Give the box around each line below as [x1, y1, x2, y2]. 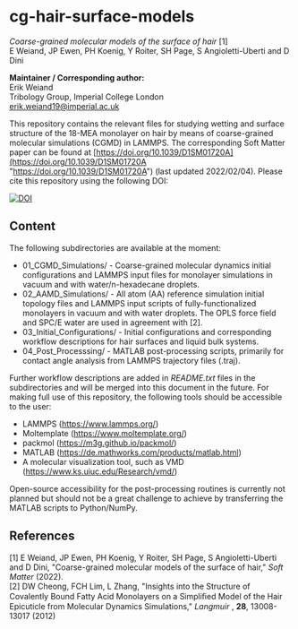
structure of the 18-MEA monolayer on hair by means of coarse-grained [9, 127, 274, 138]
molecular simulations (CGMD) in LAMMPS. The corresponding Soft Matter [9, 137, 285, 148]
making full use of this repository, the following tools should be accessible [9, 392, 283, 402]
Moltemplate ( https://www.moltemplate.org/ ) [21, 427, 188, 438]
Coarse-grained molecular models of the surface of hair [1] [9, 36, 228, 47]
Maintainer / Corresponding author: [9, 72, 145, 82]
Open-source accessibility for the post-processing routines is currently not [9, 483, 285, 494]
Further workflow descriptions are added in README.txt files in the [9, 372, 256, 383]
